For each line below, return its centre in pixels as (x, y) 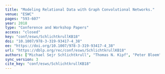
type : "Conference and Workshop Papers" (47, 28)
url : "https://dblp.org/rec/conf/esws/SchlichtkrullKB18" (66, 50)
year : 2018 (16, 23)
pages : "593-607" (23, 18)
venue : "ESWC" (20, 14)
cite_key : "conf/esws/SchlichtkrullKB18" (48, 64)
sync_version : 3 (22, 59)
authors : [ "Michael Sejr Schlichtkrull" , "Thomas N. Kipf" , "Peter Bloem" (83, 55)
